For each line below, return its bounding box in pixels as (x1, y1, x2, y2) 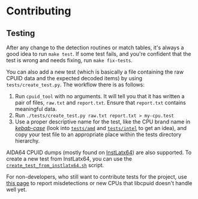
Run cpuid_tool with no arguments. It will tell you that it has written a (14, 93, 185, 99)
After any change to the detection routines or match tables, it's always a (6, 44, 184, 51)
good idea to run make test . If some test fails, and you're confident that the (6, 50, 191, 58)
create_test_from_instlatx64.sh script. (6, 162, 104, 168)
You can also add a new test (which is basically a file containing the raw (6, 68, 184, 76)
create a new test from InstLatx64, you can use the (6, 155, 132, 162)
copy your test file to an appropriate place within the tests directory (14, 131, 182, 138)
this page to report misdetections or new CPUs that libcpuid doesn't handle (6, 180, 193, 186)
